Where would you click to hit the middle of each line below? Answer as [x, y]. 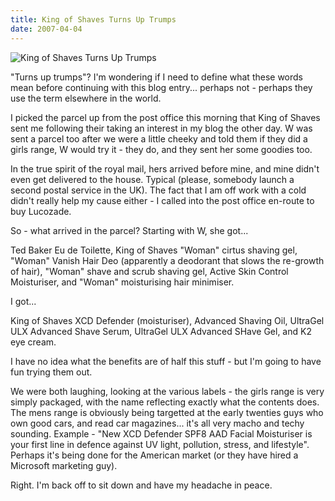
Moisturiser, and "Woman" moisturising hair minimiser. [122, 282]
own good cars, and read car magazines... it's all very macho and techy [157, 423]
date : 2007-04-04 [46, 29]
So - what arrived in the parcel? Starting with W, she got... [129, 230]
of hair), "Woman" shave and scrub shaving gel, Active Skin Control [149, 271]
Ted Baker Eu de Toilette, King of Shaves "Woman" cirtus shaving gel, [154, 250]
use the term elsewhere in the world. [86, 98]
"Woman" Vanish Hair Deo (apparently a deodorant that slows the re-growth [167, 260]
